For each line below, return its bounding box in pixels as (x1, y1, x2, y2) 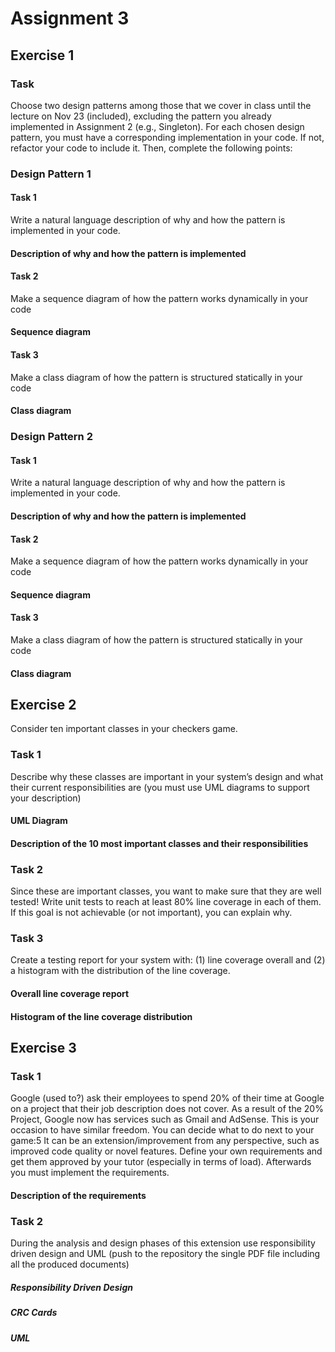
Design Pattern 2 (10, 430, 93, 444)
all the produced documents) (10, 1258, 130, 1271)
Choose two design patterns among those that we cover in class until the (10, 99, 312, 111)
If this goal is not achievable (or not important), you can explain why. (10, 907, 293, 919)
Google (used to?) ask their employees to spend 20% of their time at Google (10, 1092, 325, 1104)
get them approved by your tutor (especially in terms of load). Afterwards (10, 1156, 312, 1168)
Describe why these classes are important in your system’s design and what (10, 770, 324, 782)
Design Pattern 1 (10, 167, 92, 181)
